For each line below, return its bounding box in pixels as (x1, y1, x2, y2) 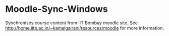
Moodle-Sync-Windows (5, 3, 108, 15)
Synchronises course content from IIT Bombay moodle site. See (5, 20, 138, 26)
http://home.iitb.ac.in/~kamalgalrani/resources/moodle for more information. (5, 25, 164, 31)
